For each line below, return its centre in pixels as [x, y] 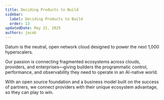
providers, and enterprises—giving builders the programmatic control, [76, 67]
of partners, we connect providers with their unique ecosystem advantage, [82, 87]
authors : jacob [21, 33]
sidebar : [14, 14]
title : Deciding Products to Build [42, 10]
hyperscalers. [19, 52]
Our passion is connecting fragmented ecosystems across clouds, [73, 62]
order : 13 [20, 24]
